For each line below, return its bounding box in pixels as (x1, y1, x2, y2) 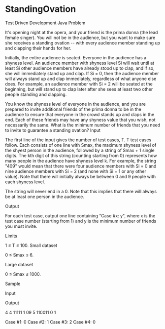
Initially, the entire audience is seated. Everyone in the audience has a (5, 54, 147, 60)
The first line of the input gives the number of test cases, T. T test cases (5, 137, 152, 143)
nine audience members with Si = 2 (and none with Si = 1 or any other (5, 168, 146, 174)
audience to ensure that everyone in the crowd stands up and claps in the (5, 111, 155, 117)
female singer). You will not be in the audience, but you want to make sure (5, 35, 156, 41)
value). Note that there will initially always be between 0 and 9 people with (5, 173, 156, 179)
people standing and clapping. (5, 91, 67, 97)
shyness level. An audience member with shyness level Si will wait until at (5, 60, 154, 66)
